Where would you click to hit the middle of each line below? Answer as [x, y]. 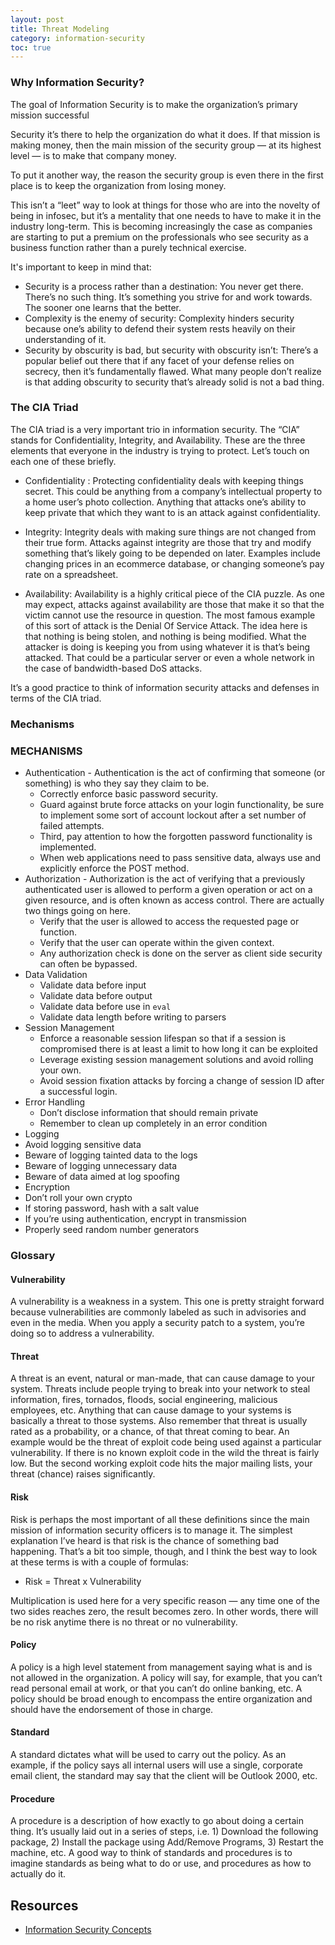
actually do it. [38, 1874]
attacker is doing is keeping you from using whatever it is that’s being [167, 647]
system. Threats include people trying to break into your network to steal [160, 1389]
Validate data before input [93, 985]
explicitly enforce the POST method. [114, 868]
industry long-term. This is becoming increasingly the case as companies [161, 226]
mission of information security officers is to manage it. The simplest [151, 1530]
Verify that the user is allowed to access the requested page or [169, 922]
